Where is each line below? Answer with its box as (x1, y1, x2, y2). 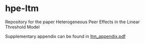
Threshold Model (5, 24, 40, 29)
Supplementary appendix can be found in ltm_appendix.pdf (5, 33, 126, 39)
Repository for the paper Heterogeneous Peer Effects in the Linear (5, 19, 140, 25)
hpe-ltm (5, 3, 39, 14)
